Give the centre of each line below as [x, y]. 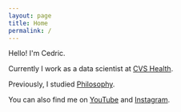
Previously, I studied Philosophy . [62, 84]
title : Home [28, 23]
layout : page [30, 16]
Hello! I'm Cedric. [37, 54]
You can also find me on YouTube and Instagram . [89, 100]
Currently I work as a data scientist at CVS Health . [91, 69]
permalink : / [30, 30]
